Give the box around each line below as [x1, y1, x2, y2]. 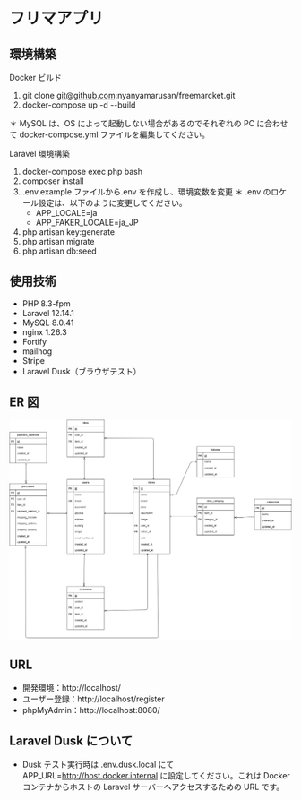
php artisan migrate [21, 237, 95, 246]
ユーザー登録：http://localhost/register [21, 693, 165, 704]
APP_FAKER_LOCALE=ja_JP [35, 217, 139, 228]
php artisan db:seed [21, 245, 97, 256]
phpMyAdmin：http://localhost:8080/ [21, 704, 161, 715]
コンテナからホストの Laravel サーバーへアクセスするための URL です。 [21, 781, 285, 792]
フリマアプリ [9, 8, 105, 29]
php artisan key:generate [21, 227, 116, 237]
